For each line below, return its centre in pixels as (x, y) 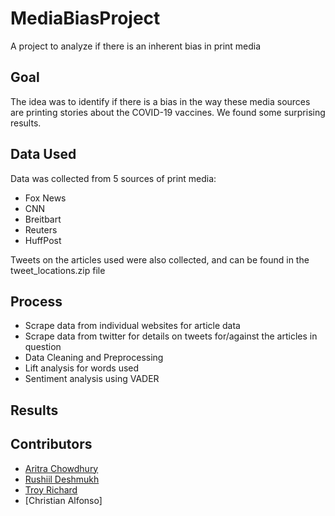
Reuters (41, 229)
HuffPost (43, 240)
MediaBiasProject (85, 18)
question (43, 347)
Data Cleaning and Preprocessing (94, 358)
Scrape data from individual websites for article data (132, 326)
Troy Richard (51, 489)
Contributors (51, 444)
